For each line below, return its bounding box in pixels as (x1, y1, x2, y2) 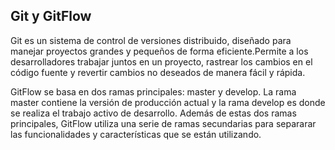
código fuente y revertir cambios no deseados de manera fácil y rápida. (10, 66, 306, 78)
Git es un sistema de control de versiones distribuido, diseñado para (10, 34, 292, 46)
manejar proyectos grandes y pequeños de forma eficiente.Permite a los (10, 45, 309, 57)
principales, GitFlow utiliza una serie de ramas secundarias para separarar (10, 117, 317, 129)
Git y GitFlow (10, 8, 92, 25)
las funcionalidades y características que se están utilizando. (10, 128, 262, 140)
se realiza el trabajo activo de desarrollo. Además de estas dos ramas (10, 107, 297, 119)
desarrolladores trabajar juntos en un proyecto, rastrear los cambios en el (10, 55, 313, 68)
